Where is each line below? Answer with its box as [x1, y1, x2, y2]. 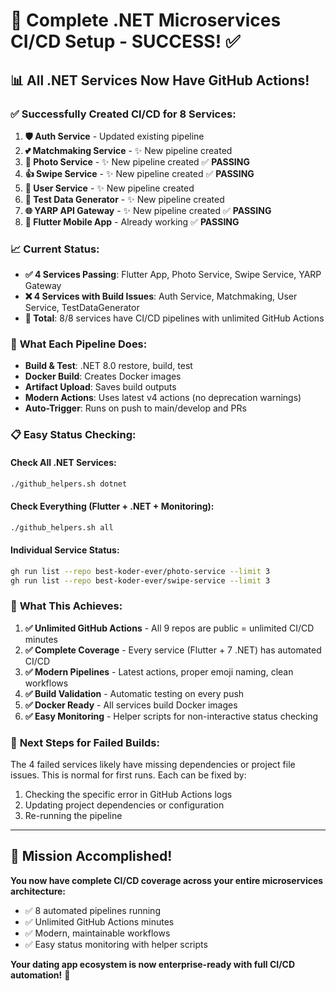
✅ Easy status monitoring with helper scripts [24, 938, 208, 950]
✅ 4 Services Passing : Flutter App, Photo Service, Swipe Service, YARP [24, 269, 322, 281]
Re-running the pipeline [24, 810, 123, 822]
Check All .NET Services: [10, 456, 117, 468]
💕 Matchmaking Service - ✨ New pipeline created [24, 144, 233, 156]
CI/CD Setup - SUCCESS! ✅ [10, 30, 241, 53]
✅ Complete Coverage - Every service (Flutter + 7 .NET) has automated [24, 644, 322, 656]
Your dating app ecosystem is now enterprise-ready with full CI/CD [10, 958, 296, 970]
